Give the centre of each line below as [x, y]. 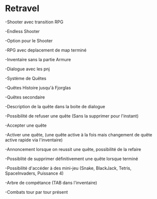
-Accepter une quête [26, 125]
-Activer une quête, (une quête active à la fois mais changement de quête [79, 134]
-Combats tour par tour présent [36, 192]
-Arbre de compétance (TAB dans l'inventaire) [51, 182]
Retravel [22, 8]
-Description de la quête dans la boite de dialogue [55, 106]
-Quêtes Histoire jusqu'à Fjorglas [38, 87]
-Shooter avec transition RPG [34, 22]
